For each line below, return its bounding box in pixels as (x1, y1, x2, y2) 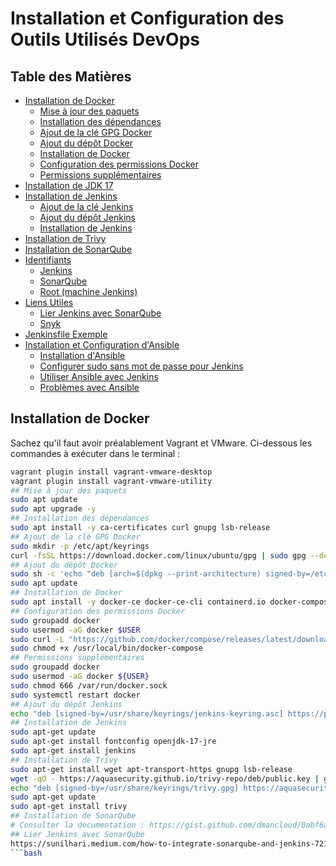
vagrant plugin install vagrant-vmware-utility (10, 476, 213, 486)
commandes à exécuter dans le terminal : (10, 447, 181, 459)
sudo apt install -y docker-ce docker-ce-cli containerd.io (10, 597, 267, 607)
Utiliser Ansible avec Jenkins (39, 371, 159, 382)
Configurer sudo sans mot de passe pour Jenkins (39, 360, 244, 372)
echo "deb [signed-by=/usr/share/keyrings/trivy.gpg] (10, 783, 240, 793)
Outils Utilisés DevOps (10, 28, 201, 51)
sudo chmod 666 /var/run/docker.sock (10, 680, 168, 691)
